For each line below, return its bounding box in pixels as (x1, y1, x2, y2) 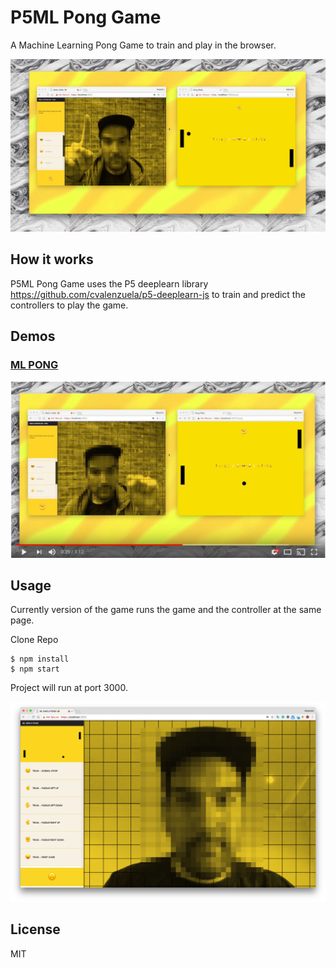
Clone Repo (10, 634, 59, 646)
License (10, 921, 61, 938)
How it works (10, 251, 94, 268)
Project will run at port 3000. (10, 682, 128, 694)
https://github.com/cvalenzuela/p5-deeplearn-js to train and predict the (10, 288, 306, 300)
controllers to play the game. (10, 299, 129, 311)
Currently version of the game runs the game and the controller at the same (10, 604, 322, 616)
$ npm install (10, 654, 70, 665)
